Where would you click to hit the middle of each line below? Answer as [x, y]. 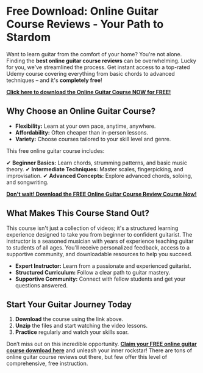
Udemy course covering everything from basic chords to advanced [91, 73]
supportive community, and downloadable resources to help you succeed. [100, 254]
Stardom [29, 37]
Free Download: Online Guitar [82, 11]
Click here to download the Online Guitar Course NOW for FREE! [89, 92]
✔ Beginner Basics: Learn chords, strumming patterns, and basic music [97, 163]
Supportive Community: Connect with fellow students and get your [100, 279]
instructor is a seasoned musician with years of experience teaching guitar [100, 241]
